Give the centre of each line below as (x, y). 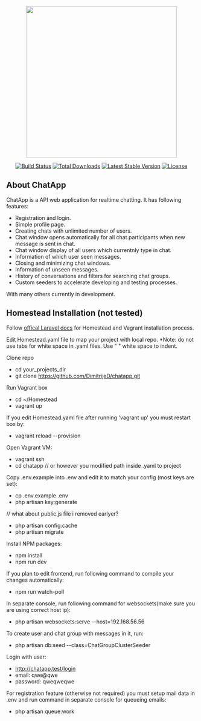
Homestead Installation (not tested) (75, 313)
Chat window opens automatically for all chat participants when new (100, 237)
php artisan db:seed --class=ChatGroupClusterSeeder (83, 645)
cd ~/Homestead (36, 399)
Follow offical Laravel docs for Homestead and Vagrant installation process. (100, 328)
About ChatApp (36, 185)
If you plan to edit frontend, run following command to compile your (90, 573)
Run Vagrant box (27, 387)
